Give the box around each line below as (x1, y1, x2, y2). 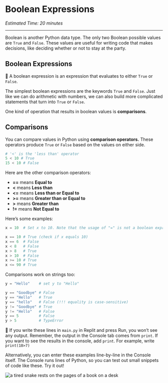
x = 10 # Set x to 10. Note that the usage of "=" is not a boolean (5, 226, 153, 231)
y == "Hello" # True (5, 295, 52, 300)
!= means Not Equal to (12, 206, 59, 212)
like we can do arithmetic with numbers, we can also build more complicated (5, 93, 163, 99)
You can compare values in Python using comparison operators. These (5, 136, 153, 142)
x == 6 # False (5, 239, 39, 244)
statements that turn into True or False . (5, 99, 85, 105)
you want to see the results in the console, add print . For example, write (5, 338, 155, 344)
